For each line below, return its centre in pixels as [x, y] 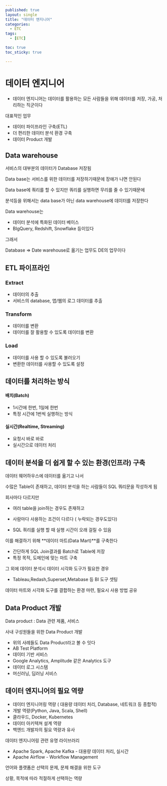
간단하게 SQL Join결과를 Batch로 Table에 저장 [59, 552]
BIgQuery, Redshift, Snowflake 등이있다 [53, 229]
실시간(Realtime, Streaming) [35, 426]
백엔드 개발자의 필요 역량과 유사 [44, 730]
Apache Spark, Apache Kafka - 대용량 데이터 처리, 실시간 [71, 751]
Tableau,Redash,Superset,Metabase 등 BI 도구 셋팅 [65, 580]
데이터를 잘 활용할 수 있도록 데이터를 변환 [53, 332]
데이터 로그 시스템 [30, 667]
